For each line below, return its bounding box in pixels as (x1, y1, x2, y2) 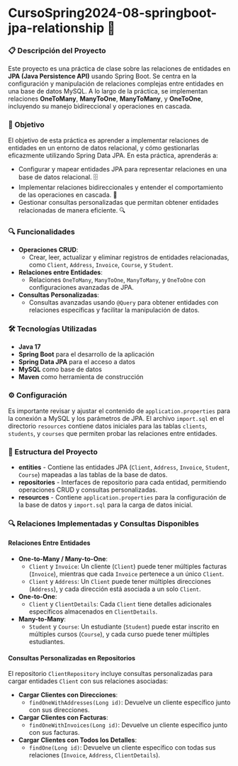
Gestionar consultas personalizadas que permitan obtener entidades (18, 198, 219, 206)
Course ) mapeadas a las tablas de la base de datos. (18, 470, 168, 479)
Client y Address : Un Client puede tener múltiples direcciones (28, 578, 212, 586)
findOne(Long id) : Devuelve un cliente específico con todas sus (28, 743, 216, 752)
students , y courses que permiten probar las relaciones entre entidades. (8, 429, 218, 437)
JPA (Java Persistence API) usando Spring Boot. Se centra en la (8, 72, 197, 81)
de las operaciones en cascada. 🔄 (18, 190, 118, 199)
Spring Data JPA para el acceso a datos (18, 358, 135, 366)
